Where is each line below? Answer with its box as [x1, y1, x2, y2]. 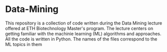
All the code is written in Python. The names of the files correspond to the [5, 36, 157, 42]
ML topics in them [5, 41, 42, 47]
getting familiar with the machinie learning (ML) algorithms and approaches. [5, 30, 161, 36]
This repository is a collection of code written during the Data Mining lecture [5, 20, 162, 26]
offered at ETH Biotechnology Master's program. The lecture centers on [5, 25, 153, 31]
